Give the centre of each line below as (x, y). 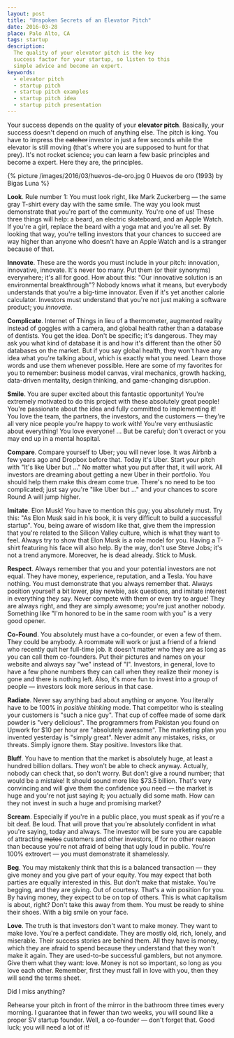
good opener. (27, 620)
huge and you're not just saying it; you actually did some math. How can (111, 795)
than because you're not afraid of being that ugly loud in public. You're (109, 846)
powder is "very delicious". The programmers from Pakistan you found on (113, 722)
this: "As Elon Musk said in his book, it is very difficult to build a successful (115, 518)
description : (26, 46)
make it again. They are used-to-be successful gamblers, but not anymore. (115, 955)
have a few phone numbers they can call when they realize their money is (113, 671)
